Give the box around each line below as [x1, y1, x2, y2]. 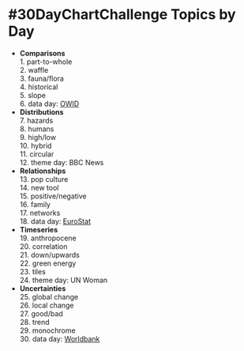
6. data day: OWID [19, 99, 80, 108]
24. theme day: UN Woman [19, 275, 108, 285]
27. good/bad [19, 308, 63, 318]
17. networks [19, 208, 61, 217]
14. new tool [19, 183, 59, 192]
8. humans [19, 124, 54, 134]
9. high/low [19, 132, 57, 142]
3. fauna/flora [19, 74, 65, 83]
